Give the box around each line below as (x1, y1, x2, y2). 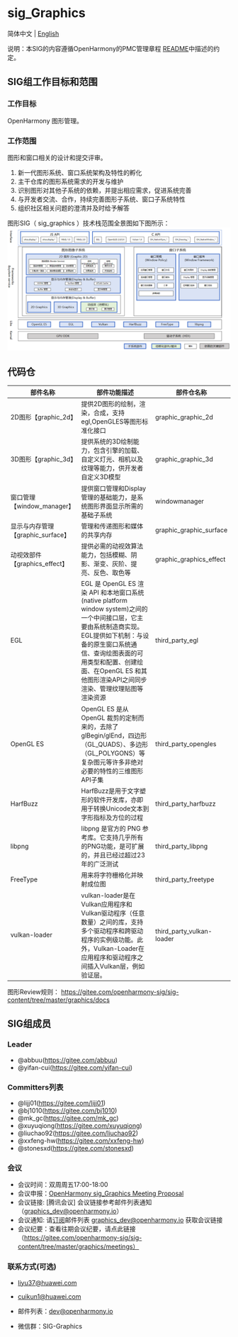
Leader (7, 1039, 33, 1049)
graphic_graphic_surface (155, 526, 228, 534)
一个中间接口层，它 (81, 614, 137, 622)
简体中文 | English (7, 29, 59, 38)
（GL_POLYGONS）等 (81, 749, 145, 757)
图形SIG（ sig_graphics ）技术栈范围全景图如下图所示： (7, 218, 170, 227)
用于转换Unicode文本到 (81, 804, 149, 813)
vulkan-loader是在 (81, 891, 136, 899)
